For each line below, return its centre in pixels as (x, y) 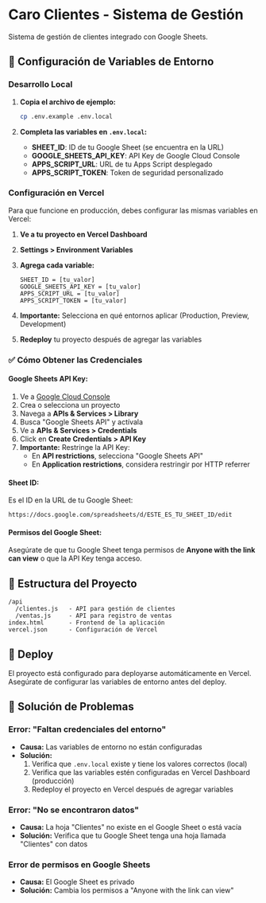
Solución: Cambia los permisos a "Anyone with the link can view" (127, 890)
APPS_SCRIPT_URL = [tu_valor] (70, 293)
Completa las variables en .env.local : (83, 131)
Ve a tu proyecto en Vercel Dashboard (83, 234)
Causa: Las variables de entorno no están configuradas (111, 747)
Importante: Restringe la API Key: (75, 447)
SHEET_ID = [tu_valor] (57, 279)
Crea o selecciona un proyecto (70, 405)
